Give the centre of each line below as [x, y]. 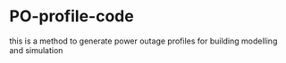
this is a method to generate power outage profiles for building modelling [143, 41]
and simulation [36, 50]
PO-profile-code [71, 16]
